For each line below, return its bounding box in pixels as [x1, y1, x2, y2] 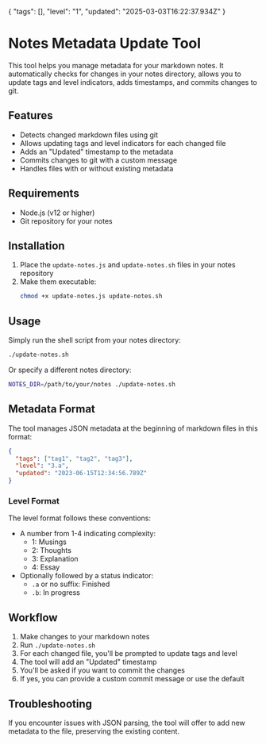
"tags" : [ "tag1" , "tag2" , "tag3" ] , [15, 454, 133, 462]
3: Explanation [31, 554, 79, 564]
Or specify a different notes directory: [8, 365, 132, 374]
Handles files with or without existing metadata [19, 163, 174, 173]
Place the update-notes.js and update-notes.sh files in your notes [19, 260, 236, 270]
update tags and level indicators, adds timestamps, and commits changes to [8, 77, 258, 86]
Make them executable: [19, 277, 97, 286]
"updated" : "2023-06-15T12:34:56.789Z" [15, 470, 148, 477]
